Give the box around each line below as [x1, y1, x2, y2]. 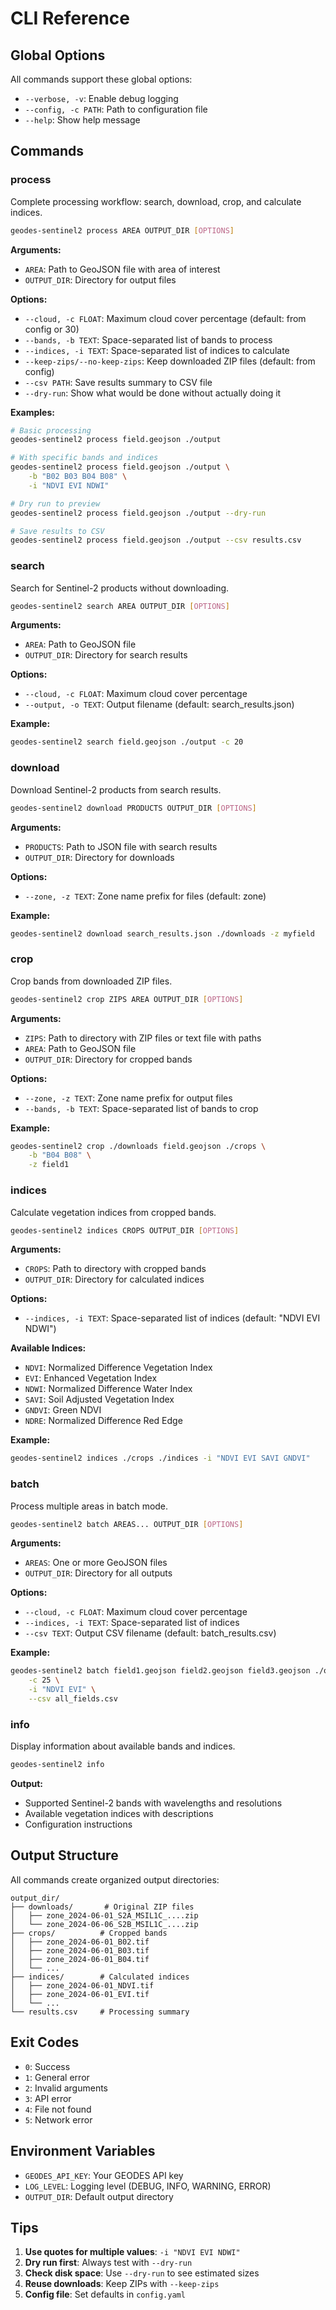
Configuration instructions [24, 1818, 133, 1831]
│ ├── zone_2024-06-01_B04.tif [10, 1954, 150, 1964]
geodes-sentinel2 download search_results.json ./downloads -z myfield [10, 928, 315, 939]
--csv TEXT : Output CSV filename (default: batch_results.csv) [24, 1627, 277, 1639]
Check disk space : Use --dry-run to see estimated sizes [24, 2267, 260, 2279]
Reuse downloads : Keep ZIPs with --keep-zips [24, 2278, 220, 2290]
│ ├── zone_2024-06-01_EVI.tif [10, 1989, 150, 1999]
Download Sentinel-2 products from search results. [10, 783, 222, 796]
